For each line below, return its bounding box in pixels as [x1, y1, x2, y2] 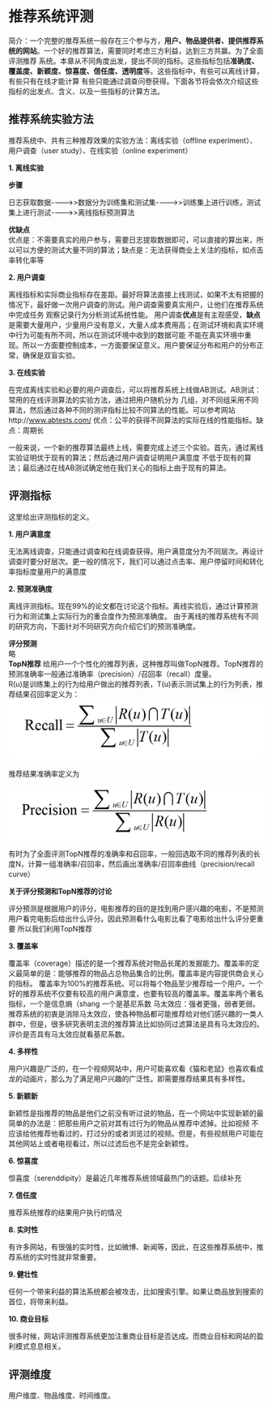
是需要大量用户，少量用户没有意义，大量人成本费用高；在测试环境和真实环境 [8, 319, 264, 329]
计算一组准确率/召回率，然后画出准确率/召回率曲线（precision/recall [28, 859, 255, 869]
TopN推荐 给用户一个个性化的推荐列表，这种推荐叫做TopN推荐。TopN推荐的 [8, 658, 264, 669]
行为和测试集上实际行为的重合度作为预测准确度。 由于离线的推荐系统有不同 [8, 611, 259, 621]
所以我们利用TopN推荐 [17, 924, 93, 934]
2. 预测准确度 [8, 584, 53, 593]
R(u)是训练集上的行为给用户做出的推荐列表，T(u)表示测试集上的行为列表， [8, 678, 257, 689]
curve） [8, 869, 35, 879]
